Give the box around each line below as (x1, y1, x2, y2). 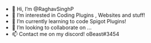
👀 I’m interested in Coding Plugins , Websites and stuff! (11, 12, 146, 19)
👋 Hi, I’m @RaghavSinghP (11, 6, 74, 12)
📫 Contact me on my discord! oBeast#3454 (11, 31, 120, 37)
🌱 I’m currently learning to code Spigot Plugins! (11, 18, 127, 24)
